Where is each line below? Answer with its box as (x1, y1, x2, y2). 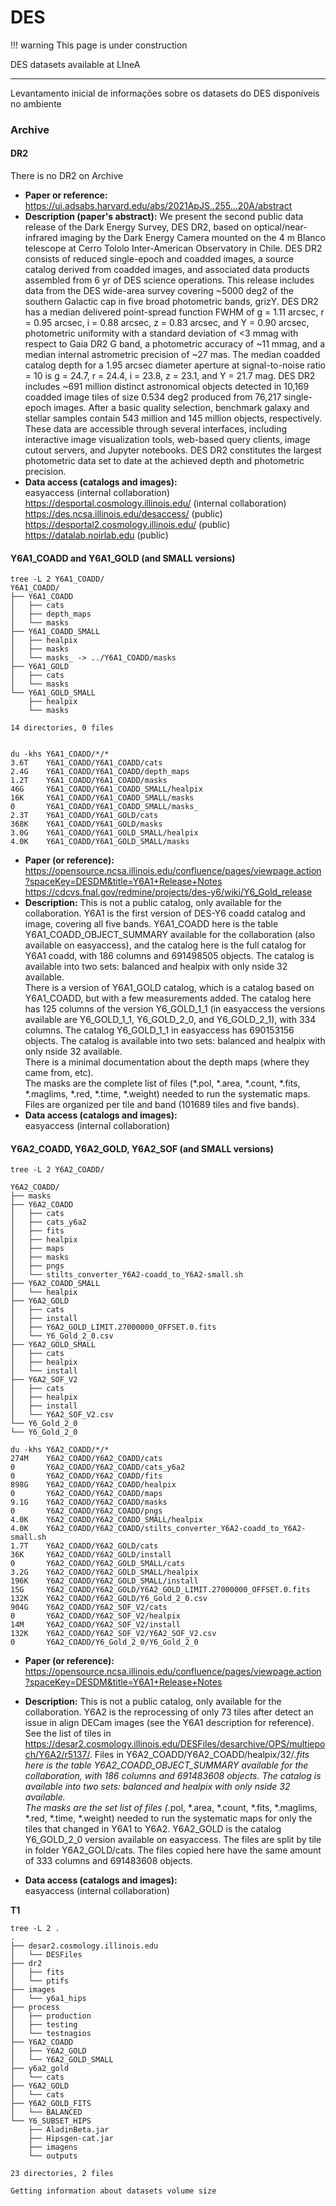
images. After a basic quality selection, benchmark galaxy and (53, 402, 310, 414)
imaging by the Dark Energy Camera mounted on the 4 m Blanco (59, 232, 326, 244)
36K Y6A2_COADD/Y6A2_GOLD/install (10, 1550, 172, 1560)
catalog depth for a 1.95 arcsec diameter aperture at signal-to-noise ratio (24, 359, 327, 371)
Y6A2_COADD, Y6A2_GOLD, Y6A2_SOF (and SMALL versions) (10, 1142, 274, 1155)
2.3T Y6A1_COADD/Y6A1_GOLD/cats (10, 811, 159, 821)
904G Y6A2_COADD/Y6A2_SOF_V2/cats (10, 1602, 168, 1613)
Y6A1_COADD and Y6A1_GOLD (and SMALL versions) (10, 552, 236, 564)
